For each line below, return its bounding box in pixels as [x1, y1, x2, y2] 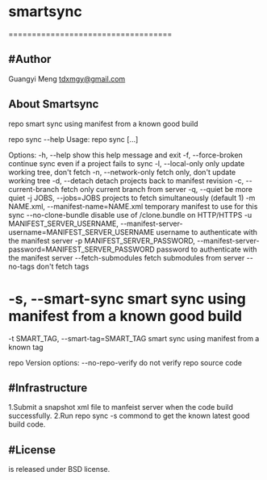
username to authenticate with [156, 227, 258, 236]
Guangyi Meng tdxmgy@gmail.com [8, 73, 126, 83]
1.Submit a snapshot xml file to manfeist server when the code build [8, 403, 234, 412]
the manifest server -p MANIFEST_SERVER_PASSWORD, [8, 236, 196, 245]
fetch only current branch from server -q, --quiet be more [60, 184, 252, 194]
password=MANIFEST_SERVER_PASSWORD [8, 244, 155, 254]
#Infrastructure [8, 381, 88, 394]
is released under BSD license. [8, 465, 111, 474]
